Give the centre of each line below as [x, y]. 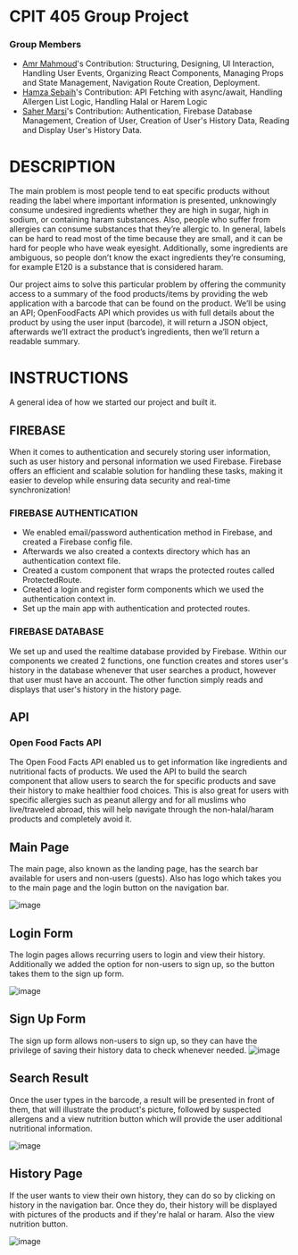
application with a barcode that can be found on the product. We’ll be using [148, 303]
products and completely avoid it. [70, 819]
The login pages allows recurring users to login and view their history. [137, 955]
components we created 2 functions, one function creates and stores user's [149, 661]
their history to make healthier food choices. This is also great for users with [149, 791]
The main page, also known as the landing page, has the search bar [134, 869]
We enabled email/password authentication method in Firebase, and [147, 533]
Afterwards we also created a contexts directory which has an [136, 552]
